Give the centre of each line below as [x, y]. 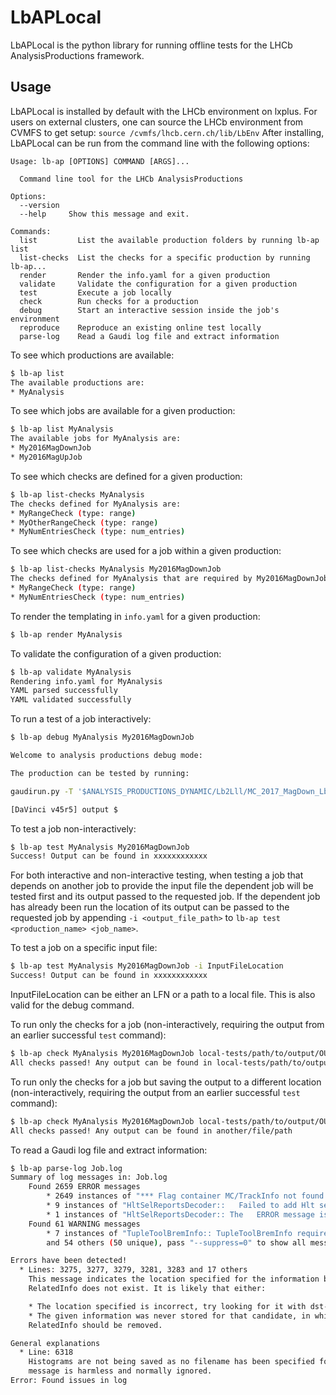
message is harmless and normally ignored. [120, 1371]
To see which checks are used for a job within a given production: [146, 551]
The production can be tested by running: [100, 773]
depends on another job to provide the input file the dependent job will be [162, 886]
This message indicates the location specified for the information [174, 1279]
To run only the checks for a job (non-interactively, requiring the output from [167, 1024]
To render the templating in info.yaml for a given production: [135, 616]
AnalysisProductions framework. [77, 55]
